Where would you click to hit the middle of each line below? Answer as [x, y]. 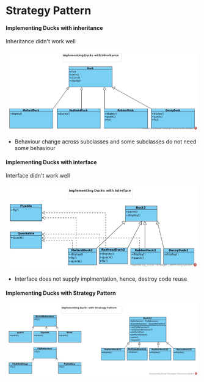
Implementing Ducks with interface [51, 162]
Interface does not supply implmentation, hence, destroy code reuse [101, 279]
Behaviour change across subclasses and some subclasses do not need [105, 142]
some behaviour [35, 148]
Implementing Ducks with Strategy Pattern [61, 293]
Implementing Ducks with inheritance [54, 27]
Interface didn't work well [38, 176]
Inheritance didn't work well [41, 41]
